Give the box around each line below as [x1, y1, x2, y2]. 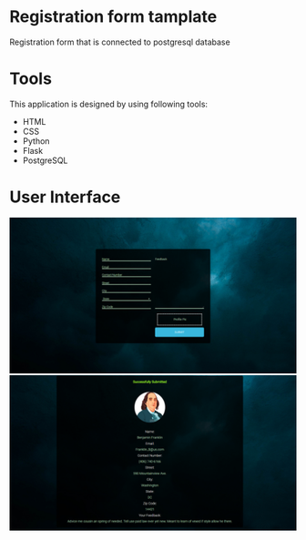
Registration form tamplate [9, 6, 218, 27]
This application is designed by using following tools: [9, 98, 208, 109]
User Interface [9, 187, 121, 208]
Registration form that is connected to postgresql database [9, 36, 230, 47]
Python [22, 135, 50, 147]
